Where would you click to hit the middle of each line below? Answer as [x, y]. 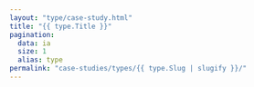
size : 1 [32, 52]
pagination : [32, 34]
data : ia [34, 43]
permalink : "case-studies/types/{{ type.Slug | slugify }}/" [128, 69]
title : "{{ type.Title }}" [61, 26]
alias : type [41, 60]
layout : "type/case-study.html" [71, 18]
